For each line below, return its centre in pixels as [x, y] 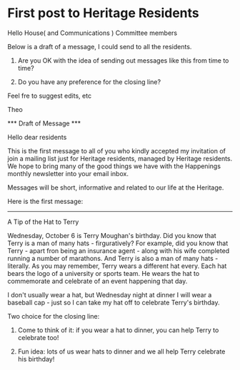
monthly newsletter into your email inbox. [68, 173]
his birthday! [36, 359]
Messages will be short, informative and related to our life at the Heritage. [116, 187]
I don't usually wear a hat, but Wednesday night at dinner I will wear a [110, 294]
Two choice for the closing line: [54, 316]
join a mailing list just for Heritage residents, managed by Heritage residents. [120, 158]
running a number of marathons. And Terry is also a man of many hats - [113, 258]
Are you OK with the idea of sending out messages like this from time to [123, 60]
